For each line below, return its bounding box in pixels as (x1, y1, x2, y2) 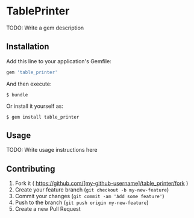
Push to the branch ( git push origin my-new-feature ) (14, 199, 149, 206)
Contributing (6, 164, 55, 174)
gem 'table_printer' (6, 69, 58, 75)
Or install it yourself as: (6, 102, 63, 110)
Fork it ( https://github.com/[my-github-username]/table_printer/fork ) (14, 179, 189, 187)
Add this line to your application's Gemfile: (6, 57, 111, 64)
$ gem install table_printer (6, 114, 80, 120)
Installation (6, 42, 49, 52)
